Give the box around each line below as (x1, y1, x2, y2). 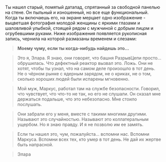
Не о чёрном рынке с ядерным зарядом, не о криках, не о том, (17, 71, 152, 76)
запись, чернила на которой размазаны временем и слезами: (5, 36, 137, 42)
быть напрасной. (17, 142, 54, 148)
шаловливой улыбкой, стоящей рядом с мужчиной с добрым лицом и (5, 25, 154, 31)
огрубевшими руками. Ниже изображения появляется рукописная (5, 31, 147, 36)
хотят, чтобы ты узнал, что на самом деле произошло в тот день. (17, 65, 155, 71)
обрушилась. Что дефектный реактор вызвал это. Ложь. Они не (17, 60, 153, 66)
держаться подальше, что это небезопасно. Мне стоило (17, 96, 137, 102)
